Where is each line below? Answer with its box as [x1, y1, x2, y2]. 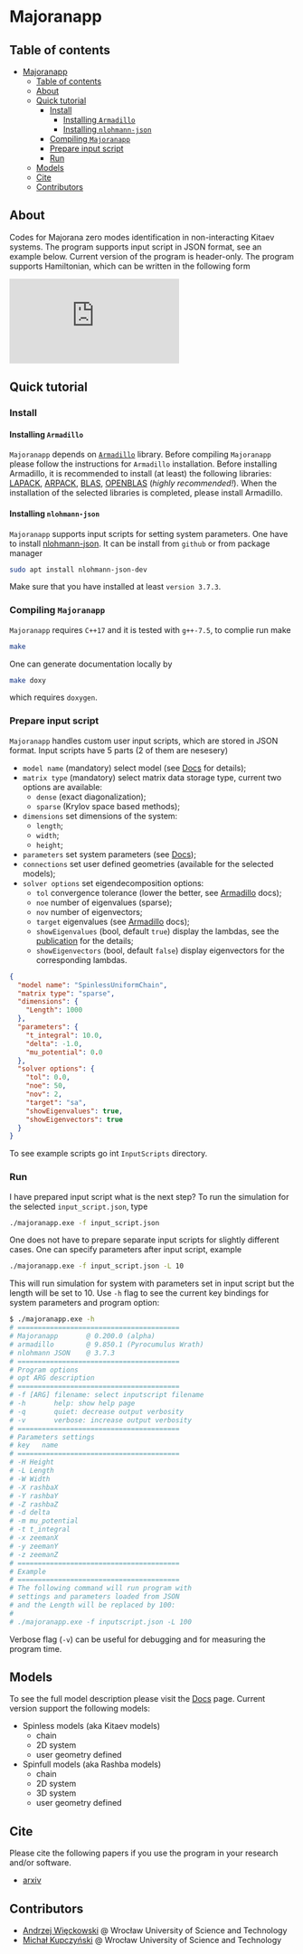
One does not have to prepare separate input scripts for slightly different [9, 1234, 279, 1245]
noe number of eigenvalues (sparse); [35, 897, 173, 908]
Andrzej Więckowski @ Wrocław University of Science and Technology [22, 1925, 288, 1936]
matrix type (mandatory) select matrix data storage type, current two [22, 771, 282, 783]
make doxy [9, 675, 47, 684]
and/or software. [9, 1857, 72, 1868]
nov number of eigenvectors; [35, 906, 143, 917]
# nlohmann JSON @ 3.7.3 [9, 1348, 116, 1357]
